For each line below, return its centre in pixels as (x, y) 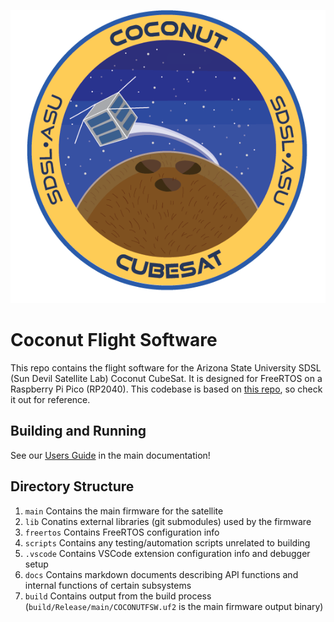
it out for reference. (50, 399)
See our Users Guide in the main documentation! (110, 455)
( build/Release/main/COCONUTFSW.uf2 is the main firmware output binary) (174, 606)
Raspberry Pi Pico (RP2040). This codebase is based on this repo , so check (166, 389)
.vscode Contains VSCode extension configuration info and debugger (167, 553)
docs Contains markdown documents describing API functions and (161, 574)
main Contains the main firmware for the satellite (124, 511)
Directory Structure (72, 486)
